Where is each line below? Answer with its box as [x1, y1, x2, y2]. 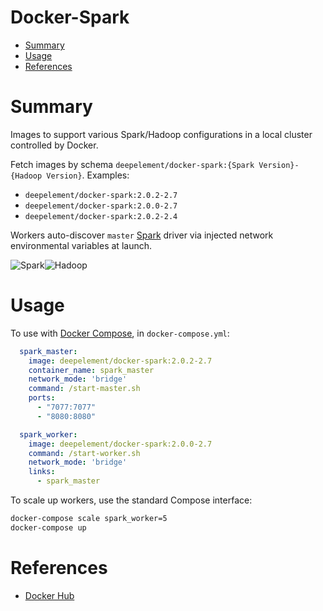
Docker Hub [24, 589, 75, 601]
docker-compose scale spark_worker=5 [10, 514, 168, 524]
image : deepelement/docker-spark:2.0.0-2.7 [28, 439, 213, 449]
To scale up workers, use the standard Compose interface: [10, 494, 253, 506]
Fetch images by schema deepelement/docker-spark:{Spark [10, 158, 255, 170]
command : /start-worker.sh [28, 448, 141, 458]
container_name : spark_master [28, 365, 155, 375]
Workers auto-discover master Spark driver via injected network [10, 229, 274, 241]
